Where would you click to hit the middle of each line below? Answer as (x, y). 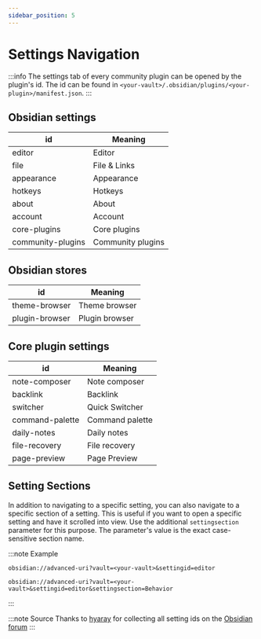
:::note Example (33, 553)
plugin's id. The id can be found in (63, 84)
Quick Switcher (115, 407)
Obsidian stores (48, 270)
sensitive (23, 538)
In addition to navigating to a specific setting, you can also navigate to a (124, 505)
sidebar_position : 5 (42, 15)
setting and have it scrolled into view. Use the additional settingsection (123, 521)
